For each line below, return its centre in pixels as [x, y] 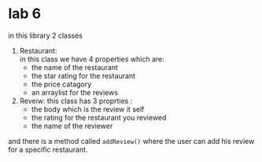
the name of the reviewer [72, 126]
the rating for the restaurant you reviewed [99, 117]
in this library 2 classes [46, 35]
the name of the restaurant [74, 67]
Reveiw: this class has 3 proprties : [76, 101]
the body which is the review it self [88, 109]
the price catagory [61, 84]
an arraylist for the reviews [74, 92]
